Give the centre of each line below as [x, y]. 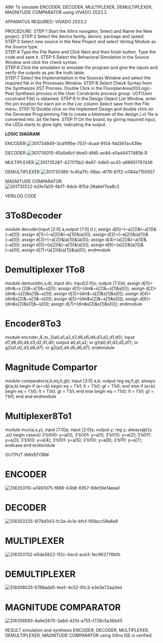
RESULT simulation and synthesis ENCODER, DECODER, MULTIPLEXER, [77, 630]
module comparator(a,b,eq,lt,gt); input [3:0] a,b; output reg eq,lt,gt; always [80, 381]
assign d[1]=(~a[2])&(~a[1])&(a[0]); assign [64, 234]
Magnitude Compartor [51, 367]
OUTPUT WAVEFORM [27, 455]
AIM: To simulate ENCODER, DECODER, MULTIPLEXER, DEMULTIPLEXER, [79, 7]
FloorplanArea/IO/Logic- [128, 88]
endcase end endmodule [30, 445]
